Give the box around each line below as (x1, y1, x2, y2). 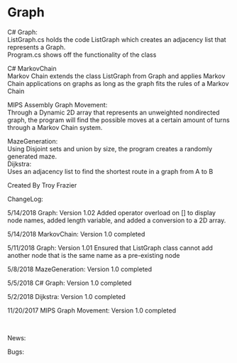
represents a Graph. (7, 43, 66, 51)
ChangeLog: (7, 195, 44, 203)
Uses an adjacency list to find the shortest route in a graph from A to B (7, 167, 214, 175)
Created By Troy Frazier (7, 180, 77, 189)
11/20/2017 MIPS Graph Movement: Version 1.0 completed (7, 306, 177, 315)
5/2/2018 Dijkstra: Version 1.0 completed (7, 292, 126, 300)
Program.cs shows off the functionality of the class (7, 50, 157, 59)
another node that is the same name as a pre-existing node (7, 251, 180, 259)
